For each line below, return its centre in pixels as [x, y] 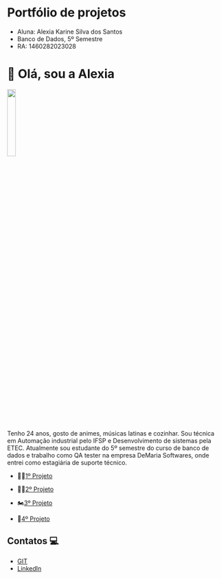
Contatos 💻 [33, 541]
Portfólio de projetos [67, 13]
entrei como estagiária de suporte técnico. [67, 462]
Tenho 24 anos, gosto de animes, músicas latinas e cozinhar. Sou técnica [111, 433]
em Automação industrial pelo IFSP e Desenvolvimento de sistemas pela [109, 440]
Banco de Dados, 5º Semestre [60, 38]
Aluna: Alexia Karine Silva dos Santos [70, 32]
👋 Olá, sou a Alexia [61, 74]
